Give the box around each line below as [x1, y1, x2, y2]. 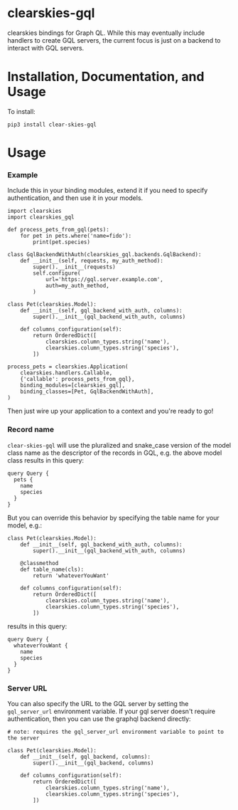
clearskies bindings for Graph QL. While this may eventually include [7, 28, 205, 37]
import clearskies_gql [7, 214, 75, 221]
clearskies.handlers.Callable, [20, 369, 113, 377]
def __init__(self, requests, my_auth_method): [20, 258, 163, 265]
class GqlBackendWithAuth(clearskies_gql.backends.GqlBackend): [7, 251, 202, 258]
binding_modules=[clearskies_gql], [20, 382, 126, 389]
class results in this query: [7, 456, 84, 464]
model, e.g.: [7, 521, 43, 530]
